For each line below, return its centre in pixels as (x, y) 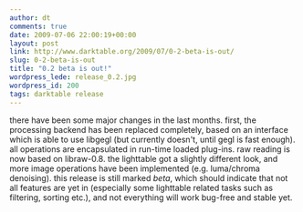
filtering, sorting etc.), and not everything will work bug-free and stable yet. (151, 197)
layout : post (34, 43)
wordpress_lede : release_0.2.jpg (73, 77)
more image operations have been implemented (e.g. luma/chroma (135, 168)
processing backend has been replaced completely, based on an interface (149, 129)
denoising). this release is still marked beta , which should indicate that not (149, 177)
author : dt (30, 18)
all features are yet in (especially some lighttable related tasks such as (141, 187)
